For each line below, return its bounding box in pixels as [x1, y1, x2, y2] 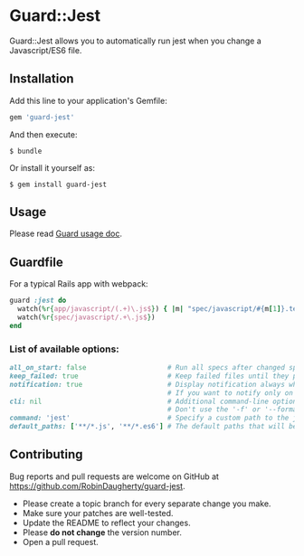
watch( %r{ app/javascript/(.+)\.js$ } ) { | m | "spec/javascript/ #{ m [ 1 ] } [17, 305, 285, 314]
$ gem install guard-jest [9, 180, 107, 189]
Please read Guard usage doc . [9, 228, 123, 240]
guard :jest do [9, 296, 67, 306]
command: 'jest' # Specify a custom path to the [9, 413, 290, 423]
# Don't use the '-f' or [166, 405, 261, 414]
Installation [9, 71, 74, 87]
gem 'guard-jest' [9, 112, 75, 122]
